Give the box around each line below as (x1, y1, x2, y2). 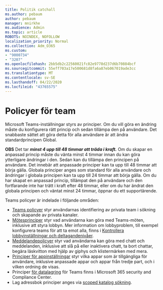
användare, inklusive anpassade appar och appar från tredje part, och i (12, 259, 155, 265)
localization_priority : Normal (5, 39, 69, 44)
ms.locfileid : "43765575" (5, 84, 57, 89)
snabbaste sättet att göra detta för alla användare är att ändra (5, 132, 128, 138)
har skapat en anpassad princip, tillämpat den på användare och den (5, 178, 143, 184)
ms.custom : (5, 48, 27, 53)
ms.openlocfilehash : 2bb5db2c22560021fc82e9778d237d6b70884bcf (5, 62, 136, 66)
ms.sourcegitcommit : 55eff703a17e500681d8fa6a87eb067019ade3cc (5, 66, 136, 71)
